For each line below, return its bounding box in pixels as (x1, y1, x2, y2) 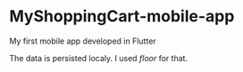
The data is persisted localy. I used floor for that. (9, 52, 189, 63)
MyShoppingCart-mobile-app (9, 6, 235, 27)
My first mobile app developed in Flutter (9, 36, 156, 46)
